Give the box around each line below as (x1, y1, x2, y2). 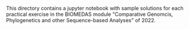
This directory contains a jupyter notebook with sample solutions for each (6, 5, 184, 11)
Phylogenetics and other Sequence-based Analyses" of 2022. (6, 17, 156, 23)
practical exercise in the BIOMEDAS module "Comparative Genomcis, (6, 11, 173, 18)
